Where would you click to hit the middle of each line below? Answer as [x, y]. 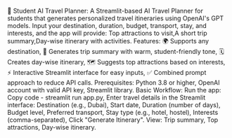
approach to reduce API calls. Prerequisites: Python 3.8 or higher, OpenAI [114, 83]
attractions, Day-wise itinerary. [52, 127]
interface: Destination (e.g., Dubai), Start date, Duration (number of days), [114, 105]
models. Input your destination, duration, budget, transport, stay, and [107, 26]
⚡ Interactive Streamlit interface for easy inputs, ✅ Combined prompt [107, 73]
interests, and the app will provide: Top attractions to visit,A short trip [107, 33]
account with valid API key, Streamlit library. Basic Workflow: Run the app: [114, 90]
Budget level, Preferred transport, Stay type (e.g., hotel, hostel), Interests [113, 112]
